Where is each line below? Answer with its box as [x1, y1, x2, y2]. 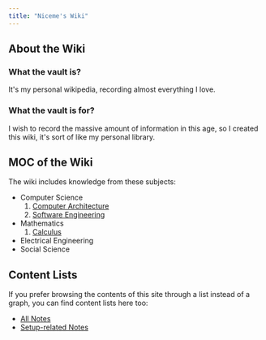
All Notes [19, 314, 51, 324]
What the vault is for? [8, 105, 95, 116]
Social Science [19, 244, 71, 254]
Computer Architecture [32, 201, 109, 211]
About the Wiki [8, 42, 86, 56]
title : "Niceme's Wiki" [8, 11, 89, 20]
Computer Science [19, 192, 84, 203]
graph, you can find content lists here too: [8, 298, 148, 308]
